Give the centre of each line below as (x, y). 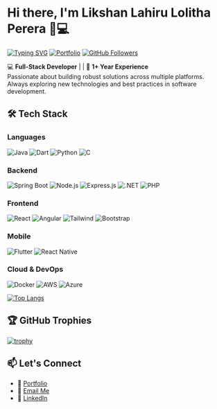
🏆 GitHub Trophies (50, 321)
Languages (27, 137)
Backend (23, 170)
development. (27, 91)
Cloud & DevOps (35, 270)
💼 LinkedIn (32, 398)
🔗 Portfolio (32, 383)
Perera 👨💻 (38, 29)
